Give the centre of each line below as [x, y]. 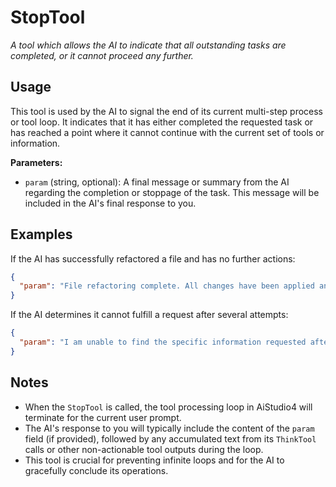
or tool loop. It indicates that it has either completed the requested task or [162, 122]
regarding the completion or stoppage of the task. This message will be [172, 192]
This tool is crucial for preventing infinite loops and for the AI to [154, 460]
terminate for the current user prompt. [103, 417]
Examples [41, 234]
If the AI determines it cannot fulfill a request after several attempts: [149, 315]
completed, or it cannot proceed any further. [102, 55]
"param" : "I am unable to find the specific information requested [163, 342]
